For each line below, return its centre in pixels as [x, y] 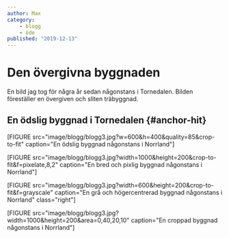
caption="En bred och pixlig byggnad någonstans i [131, 164]
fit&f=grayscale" [30, 192]
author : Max [24, 13]
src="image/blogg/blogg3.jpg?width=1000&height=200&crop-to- [124, 157]
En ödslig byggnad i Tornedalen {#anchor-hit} [107, 120]
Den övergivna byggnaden [84, 73]
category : [21, 20]
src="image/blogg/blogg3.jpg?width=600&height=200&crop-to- [123, 185]
